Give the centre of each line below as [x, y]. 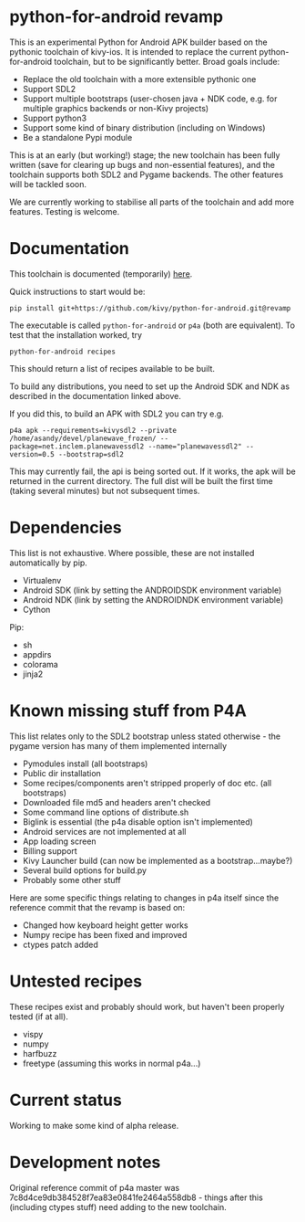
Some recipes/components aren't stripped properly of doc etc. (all [147, 783]
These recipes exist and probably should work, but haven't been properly [147, 1006]
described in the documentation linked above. [96, 395]
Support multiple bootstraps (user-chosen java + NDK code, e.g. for [150, 99]
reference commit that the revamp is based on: [97, 907]
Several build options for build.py [85, 870]
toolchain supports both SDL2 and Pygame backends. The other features [147, 174]
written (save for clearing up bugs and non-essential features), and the [142, 164]
